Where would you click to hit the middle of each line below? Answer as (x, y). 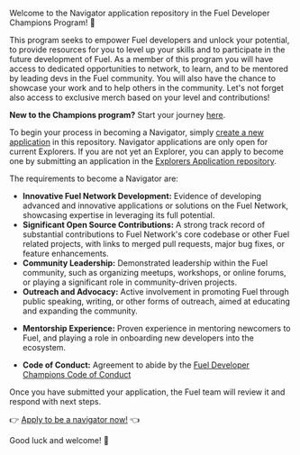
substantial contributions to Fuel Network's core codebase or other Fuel (156, 234)
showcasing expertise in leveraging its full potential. (118, 215)
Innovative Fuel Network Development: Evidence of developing (142, 196)
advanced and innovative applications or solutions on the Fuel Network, (155, 205)
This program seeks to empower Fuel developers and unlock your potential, (150, 40)
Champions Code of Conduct (77, 374)
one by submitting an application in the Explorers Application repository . (143, 161)
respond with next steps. (55, 401)
